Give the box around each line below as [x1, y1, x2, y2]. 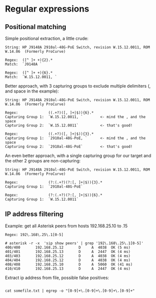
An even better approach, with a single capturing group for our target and [5, 153, 151, 158]
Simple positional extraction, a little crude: [5, 35, 88, 41]
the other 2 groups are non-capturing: [5, 158, 81, 163]
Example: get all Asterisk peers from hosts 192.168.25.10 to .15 [5, 223, 128, 229]
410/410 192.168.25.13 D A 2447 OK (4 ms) [5, 266, 131, 271]
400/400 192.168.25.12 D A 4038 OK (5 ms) [5, 245, 131, 250]
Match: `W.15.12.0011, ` [5, 75, 57, 79]
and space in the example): [5, 88, 59, 94]
